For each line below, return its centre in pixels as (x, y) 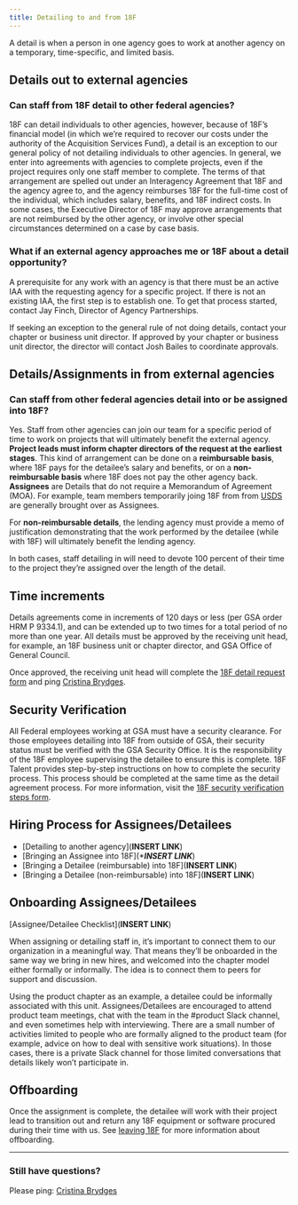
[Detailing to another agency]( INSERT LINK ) (102, 846)
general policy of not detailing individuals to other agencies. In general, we (145, 153)
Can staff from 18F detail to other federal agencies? (122, 105)
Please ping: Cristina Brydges (63, 1190)
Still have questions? (55, 1171)
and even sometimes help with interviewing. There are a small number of (142, 1024)
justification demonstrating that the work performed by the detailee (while (144, 532)
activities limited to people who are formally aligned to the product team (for (148, 1034)
